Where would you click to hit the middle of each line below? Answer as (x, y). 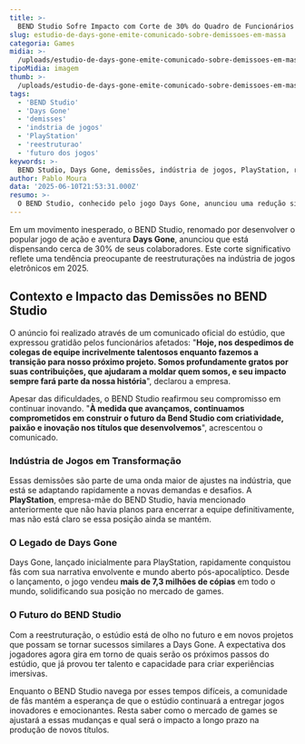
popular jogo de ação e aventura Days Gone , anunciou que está (129, 239)
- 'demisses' (42, 119)
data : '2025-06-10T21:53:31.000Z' (75, 187)
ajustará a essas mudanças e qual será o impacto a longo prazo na (134, 719)
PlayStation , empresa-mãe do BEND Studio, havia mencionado (128, 500)
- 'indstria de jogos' (60, 128)
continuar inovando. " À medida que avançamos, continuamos (127, 408)
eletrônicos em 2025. (49, 268)
